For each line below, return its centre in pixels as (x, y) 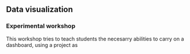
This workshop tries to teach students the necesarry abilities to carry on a (95, 39)
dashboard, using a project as (42, 45)
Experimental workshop (41, 26)
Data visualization (39, 10)
